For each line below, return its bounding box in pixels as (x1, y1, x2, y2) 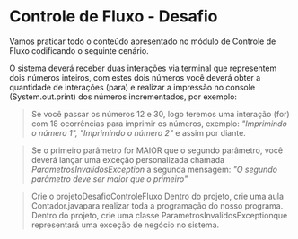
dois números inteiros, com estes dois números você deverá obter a (9, 72, 261, 82)
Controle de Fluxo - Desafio (9, 6, 218, 27)
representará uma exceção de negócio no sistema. (31, 219, 220, 230)
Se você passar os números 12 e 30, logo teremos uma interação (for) (31, 108, 290, 119)
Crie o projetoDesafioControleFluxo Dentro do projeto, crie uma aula (31, 191, 285, 201)
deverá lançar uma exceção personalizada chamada (31, 154, 225, 165)
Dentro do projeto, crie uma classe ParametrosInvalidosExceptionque (31, 209, 288, 220)
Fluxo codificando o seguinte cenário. (9, 45, 150, 55)
